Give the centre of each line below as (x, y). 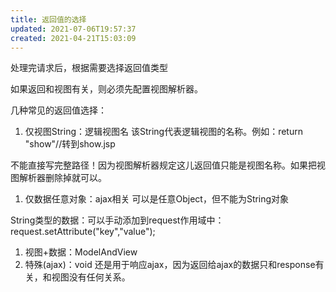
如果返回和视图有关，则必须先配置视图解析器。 (106, 89)
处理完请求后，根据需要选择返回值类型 (89, 68)
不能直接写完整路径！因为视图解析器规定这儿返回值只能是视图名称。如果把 (163, 165)
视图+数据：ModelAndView (81, 252)
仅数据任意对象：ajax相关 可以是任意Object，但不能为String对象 (157, 199)
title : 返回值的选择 (48, 19)
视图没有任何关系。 (91, 277)
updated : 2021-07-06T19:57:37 (73, 29)
